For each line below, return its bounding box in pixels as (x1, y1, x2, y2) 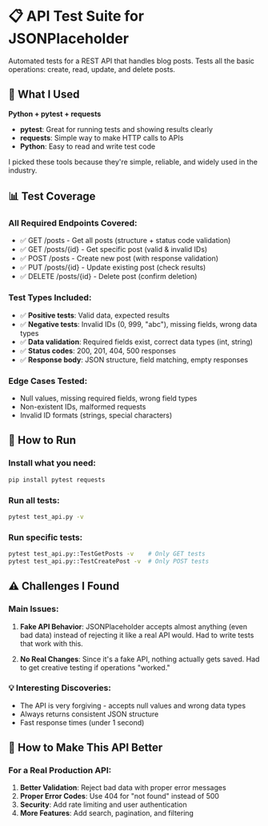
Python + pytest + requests (8, 109, 102, 118)
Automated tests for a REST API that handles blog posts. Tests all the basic (8, 56, 254, 66)
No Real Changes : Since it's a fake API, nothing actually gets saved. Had (19, 654, 260, 664)
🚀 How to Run (8, 433, 77, 447)
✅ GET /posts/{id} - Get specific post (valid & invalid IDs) (19, 245, 208, 254)
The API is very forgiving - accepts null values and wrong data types (19, 700, 246, 710)
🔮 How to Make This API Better (8, 741, 163, 755)
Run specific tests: (8, 532, 83, 543)
